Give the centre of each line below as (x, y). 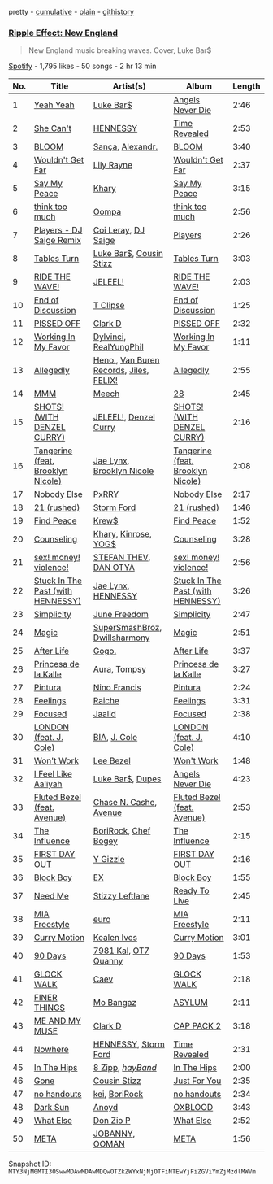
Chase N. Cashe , (125, 803)
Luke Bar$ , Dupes (127, 779)
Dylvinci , (110, 337)
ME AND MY (57, 1021)
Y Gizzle (109, 860)
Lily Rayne (113, 165)
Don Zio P (112, 1121)
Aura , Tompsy (119, 669)
